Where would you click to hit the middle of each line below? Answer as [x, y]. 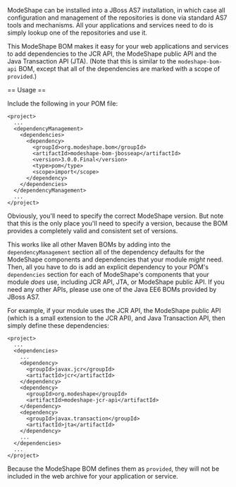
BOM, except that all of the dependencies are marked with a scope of [119, 69]
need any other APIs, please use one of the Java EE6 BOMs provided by [112, 289]
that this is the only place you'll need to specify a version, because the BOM [118, 223]
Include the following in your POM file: [63, 104]
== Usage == [27, 90]
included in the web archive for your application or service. [93, 476]
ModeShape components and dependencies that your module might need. [115, 259]
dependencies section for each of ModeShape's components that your [108, 275]
